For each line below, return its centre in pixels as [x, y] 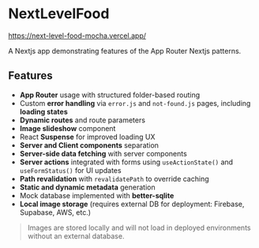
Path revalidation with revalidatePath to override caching [114, 178]
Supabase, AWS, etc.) [55, 212]
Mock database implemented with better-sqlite [97, 195]
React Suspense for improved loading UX [87, 137]
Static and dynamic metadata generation [87, 187]
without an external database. [76, 236]
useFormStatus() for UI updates [70, 170]
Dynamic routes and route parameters [83, 120]
